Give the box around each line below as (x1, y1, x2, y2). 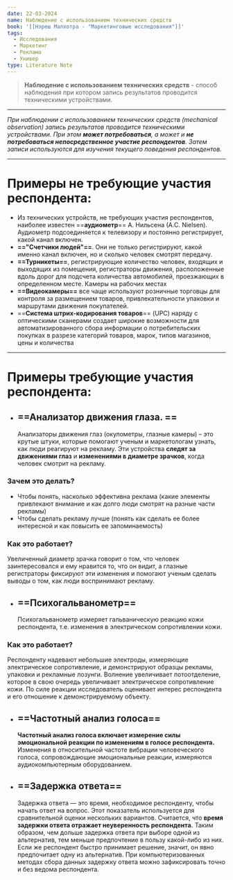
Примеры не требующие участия (7, 175, 212, 191)
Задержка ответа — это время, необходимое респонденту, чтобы (17, 798, 214, 807)
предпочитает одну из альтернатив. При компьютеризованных (17, 850, 205, 859)
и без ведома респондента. (17, 865, 99, 873)
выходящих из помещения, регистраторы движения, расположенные (17, 265, 225, 273)
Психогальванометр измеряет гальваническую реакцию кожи (17, 615, 204, 624)
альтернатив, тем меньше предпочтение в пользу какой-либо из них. (17, 836, 224, 844)
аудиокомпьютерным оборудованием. (17, 760, 132, 769)
